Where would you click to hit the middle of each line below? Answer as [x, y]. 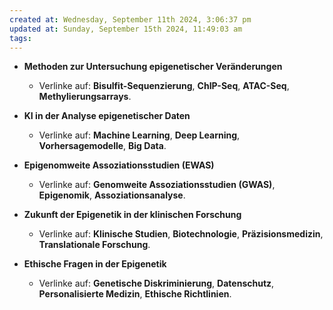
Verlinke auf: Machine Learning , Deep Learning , [139, 135]
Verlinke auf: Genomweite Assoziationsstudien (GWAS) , [157, 185]
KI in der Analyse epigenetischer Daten [107, 116]
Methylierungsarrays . [85, 97]
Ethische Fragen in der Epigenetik [95, 264]
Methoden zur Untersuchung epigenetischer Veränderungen [153, 67]
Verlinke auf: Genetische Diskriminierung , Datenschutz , [156, 283]
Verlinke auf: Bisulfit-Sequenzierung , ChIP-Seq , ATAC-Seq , [164, 86]
